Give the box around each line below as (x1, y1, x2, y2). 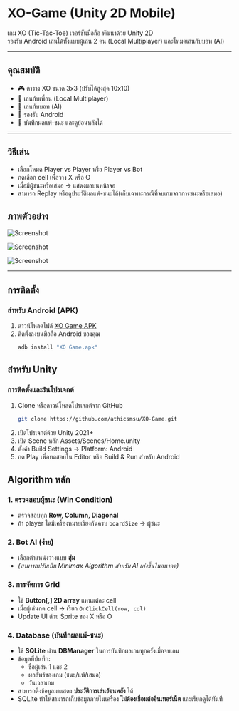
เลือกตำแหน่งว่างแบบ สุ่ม (17, 553, 75, 562)
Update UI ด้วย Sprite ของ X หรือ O (17, 612, 112, 620)
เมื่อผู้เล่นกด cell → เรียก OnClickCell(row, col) (17, 604, 147, 613)
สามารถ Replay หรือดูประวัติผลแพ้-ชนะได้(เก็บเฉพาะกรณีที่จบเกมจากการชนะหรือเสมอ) (17, 189, 223, 198)
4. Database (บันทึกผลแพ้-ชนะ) (7, 630, 105, 640)
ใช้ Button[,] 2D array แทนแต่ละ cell (17, 595, 117, 604)
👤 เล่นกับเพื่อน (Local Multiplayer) (17, 94, 109, 103)
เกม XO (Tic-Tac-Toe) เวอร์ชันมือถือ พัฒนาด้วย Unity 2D (7, 29, 154, 37)
